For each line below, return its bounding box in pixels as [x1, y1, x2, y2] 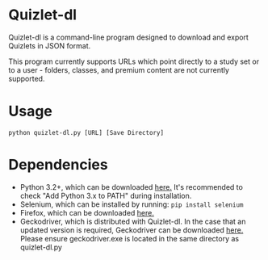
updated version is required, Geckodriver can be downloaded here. [19, 224, 244, 235]
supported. [8, 73, 45, 83]
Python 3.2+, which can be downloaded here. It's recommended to [19, 182, 244, 191]
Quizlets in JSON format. [8, 40, 91, 50]
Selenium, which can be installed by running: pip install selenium [19, 199, 244, 209]
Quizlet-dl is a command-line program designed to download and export [8, 32, 249, 42]
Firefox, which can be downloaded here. [19, 208, 155, 217]
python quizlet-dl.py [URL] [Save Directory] [8, 128, 164, 136]
